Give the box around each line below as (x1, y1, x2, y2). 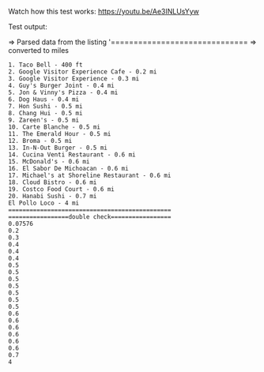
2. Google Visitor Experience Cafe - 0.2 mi (8, 68, 157, 76)
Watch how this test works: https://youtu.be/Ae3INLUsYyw (8, 7, 200, 16)
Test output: (8, 22, 47, 31)
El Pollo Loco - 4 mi (8, 199, 80, 207)
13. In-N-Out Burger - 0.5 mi (8, 144, 108, 152)
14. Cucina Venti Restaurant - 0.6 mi (8, 151, 136, 159)
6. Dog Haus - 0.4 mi (8, 96, 80, 103)
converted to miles (8, 46, 70, 54)
